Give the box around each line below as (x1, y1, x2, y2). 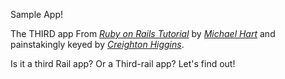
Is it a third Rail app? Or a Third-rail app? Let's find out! (10, 58, 236, 69)
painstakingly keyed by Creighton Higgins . (10, 39, 185, 50)
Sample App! (10, 9, 63, 20)
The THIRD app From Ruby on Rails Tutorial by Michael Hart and (10, 28, 276, 39)
